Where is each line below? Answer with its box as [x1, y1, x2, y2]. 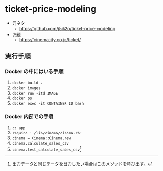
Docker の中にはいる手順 [5, 68, 64, 75]
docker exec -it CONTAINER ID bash [12, 101, 84, 106]
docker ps [12, 96, 33, 101]
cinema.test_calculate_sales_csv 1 [12, 145, 81, 152]
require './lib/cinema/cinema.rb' [12, 131, 82, 135]
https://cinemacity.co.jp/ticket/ [19, 37, 81, 42]
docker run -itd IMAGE [12, 91, 58, 95]
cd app [12, 125, 26, 130]
